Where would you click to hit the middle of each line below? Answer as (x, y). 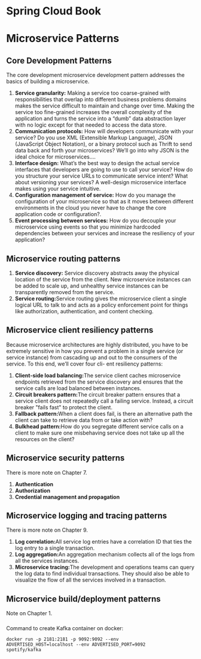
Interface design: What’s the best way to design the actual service (97, 163)
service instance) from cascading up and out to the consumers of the (92, 357)
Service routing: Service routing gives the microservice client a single (100, 299)
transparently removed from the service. (65, 292)
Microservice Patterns (63, 39)
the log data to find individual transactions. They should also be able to (102, 574)
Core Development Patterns (59, 60)
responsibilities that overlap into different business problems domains (100, 100)
